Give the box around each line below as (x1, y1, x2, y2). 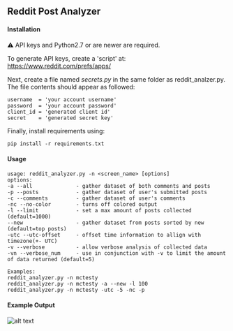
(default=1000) (7, 213, 52, 220)
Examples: (7, 268, 36, 275)
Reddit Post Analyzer (7, 6, 101, 17)
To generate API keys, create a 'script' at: (7, 54, 126, 62)
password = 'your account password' (7, 102, 117, 109)
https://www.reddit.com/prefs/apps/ (7, 61, 112, 70)
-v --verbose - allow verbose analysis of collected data (7, 244, 208, 251)
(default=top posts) (7, 225, 68, 233)
